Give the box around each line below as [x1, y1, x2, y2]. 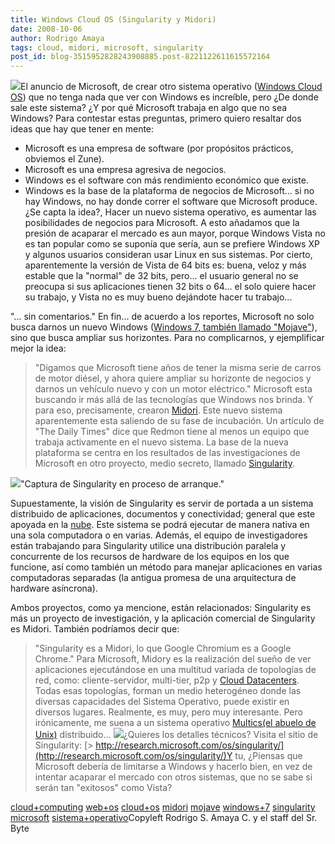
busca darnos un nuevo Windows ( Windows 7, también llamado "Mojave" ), [10, 321, 318, 333]
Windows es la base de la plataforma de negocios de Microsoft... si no [24, 185, 315, 197]
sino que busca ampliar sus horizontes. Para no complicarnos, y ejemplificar [10, 332, 325, 344]
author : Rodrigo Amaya [10, 33, 105, 43]
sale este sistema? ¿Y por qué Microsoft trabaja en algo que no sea [10, 102, 288, 114]
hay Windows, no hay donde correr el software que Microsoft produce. [24, 196, 318, 208]
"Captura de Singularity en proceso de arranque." [20, 478, 225, 490]
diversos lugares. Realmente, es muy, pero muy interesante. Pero [34, 706, 303, 718]
